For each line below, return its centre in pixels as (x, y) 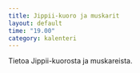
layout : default (35, 23)
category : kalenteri (43, 38)
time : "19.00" (32, 30)
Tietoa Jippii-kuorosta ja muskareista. (70, 61)
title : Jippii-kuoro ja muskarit (64, 16)
